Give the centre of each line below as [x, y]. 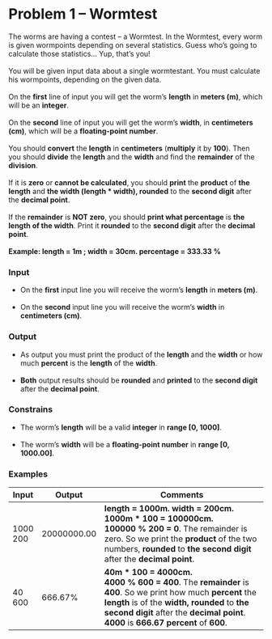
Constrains [31, 409]
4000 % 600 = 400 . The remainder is [176, 582]
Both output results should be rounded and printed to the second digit [139, 380]
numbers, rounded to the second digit [178, 549]
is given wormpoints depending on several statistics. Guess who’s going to [133, 44]
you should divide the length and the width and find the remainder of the [132, 157]
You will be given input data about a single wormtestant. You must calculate [134, 70]
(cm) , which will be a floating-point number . [83, 131]
